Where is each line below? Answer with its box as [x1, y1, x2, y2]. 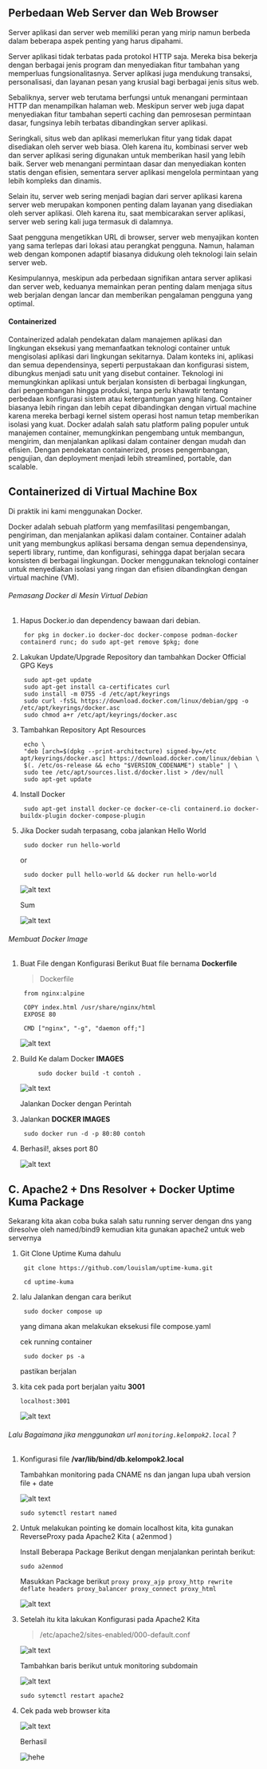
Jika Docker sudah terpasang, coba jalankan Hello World [19, 826, 206, 835]
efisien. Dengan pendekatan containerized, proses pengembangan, [8, 445, 230, 454]
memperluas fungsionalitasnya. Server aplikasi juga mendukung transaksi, [8, 68, 253, 78]
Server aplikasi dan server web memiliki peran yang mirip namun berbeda [8, 27, 251, 37]
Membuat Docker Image [8, 934, 88, 943]
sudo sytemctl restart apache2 [19, 1692, 124, 1700]
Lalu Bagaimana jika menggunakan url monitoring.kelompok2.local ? [8, 1430, 237, 1439]
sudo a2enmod [19, 1563, 64, 1571]
